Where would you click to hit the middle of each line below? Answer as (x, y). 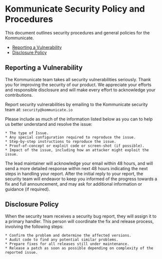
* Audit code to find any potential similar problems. (62, 240)
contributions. (19, 95)
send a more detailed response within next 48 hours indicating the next (76, 168)
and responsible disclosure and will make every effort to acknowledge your (80, 90)
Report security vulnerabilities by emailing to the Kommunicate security (77, 104)
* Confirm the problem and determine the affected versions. (68, 235)
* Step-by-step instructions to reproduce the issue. (61, 141)
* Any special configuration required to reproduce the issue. (71, 137)
